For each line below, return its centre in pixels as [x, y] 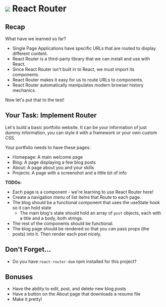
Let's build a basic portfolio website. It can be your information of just [76, 127]
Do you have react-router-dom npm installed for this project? [74, 261]
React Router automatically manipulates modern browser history [78, 85]
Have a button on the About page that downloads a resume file [76, 294]
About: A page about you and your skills [53, 167]
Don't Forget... [28, 249]
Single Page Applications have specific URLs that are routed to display [84, 48]
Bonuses [19, 277]
